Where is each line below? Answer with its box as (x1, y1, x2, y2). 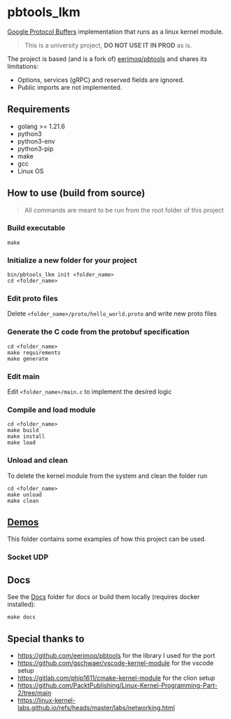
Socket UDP (7, 552, 49, 562)
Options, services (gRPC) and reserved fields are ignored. (17, 75, 185, 84)
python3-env (17, 137, 55, 145)
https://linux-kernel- (17, 696, 76, 704)
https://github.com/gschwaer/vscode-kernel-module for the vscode (17, 659, 214, 667)
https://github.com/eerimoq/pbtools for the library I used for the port (17, 652, 216, 659)
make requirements (7, 349, 61, 356)
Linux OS (17, 166, 44, 175)
